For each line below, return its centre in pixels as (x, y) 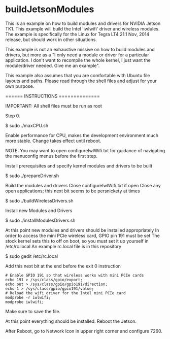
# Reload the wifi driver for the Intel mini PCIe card (65, 293)
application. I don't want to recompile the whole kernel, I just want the (78, 60)
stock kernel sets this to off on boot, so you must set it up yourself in (77, 241)
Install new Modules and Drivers (39, 210)
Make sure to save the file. (33, 311)
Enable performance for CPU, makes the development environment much (82, 135)
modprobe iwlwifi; (25, 302)
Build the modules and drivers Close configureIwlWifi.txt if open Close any (83, 185)
